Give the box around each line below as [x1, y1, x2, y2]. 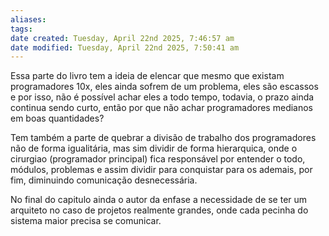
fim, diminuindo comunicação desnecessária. [10, 174, 198, 186]
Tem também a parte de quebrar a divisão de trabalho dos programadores [10, 132, 317, 144]
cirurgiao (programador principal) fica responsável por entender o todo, [10, 153, 306, 165]
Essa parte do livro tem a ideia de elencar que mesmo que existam [10, 70, 285, 82]
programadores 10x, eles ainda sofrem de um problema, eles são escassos [10, 81, 319, 93]
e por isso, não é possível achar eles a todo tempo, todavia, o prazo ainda [10, 91, 315, 103]
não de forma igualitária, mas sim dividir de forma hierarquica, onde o [10, 142, 298, 155]
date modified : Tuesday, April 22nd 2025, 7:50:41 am [10, 42, 240, 53]
